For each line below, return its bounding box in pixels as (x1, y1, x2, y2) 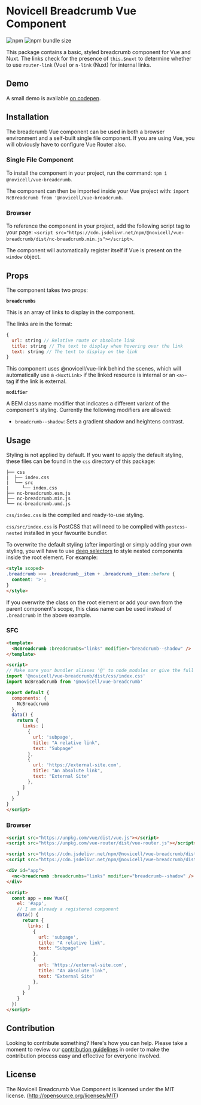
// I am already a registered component (17, 906, 119, 912)
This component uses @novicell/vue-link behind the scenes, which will (6, 365, 181, 372)
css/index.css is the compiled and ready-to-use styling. (6, 512, 145, 519)
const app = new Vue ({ (11, 895, 68, 901)
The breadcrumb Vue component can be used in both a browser (6, 128, 165, 135)
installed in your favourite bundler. (23, 530, 108, 537)
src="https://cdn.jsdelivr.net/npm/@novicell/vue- (56, 230, 184, 236)
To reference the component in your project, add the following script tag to (6, 222, 190, 229)
